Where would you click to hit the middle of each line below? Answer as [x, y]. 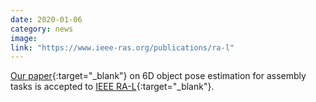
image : [24, 38]
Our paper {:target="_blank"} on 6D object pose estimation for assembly [158, 76]
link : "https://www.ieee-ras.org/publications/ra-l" [122, 47]
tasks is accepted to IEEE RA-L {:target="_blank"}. [112, 87]
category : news [42, 29]
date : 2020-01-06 [46, 19]
